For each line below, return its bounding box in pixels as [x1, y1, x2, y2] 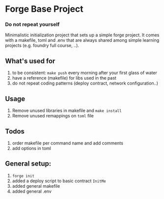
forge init [12, 173, 35, 178]
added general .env [12, 188, 52, 194]
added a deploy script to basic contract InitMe [12, 178, 106, 184]
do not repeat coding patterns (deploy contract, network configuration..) [12, 80, 158, 86]
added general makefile [12, 183, 60, 189]
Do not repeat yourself [5, 21, 60, 28]
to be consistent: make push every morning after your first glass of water [12, 70, 158, 76]
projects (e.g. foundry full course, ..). [5, 43, 79, 49]
